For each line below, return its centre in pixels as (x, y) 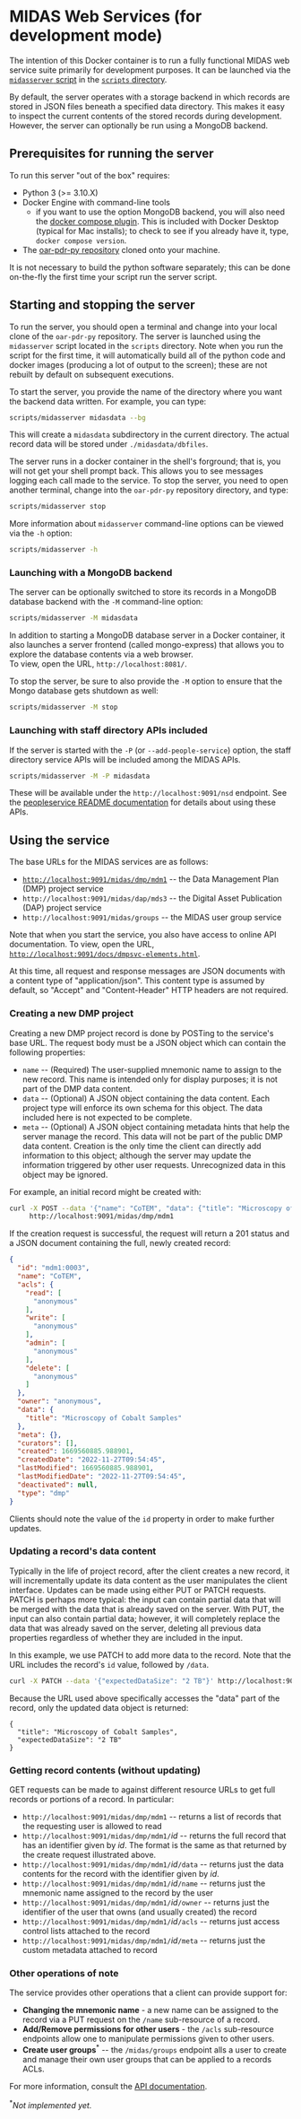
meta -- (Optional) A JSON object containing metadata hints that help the (156, 1127)
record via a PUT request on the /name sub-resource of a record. (141, 2019)
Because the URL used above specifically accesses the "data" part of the (145, 1698)
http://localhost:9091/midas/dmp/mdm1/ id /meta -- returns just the (144, 1940)
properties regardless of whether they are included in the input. (126, 1637)
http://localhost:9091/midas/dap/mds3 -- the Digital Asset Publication (152, 898)
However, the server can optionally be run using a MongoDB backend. (139, 125)
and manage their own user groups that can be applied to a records (146, 2059)
